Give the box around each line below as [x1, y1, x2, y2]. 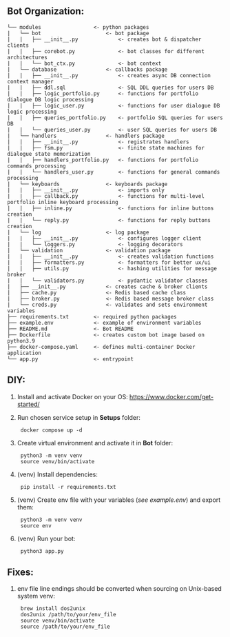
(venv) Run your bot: [17, 534, 76, 543]
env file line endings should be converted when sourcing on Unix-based [17, 585, 222, 593]
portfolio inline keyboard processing [7, 199, 118, 205]
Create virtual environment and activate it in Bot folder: [17, 438, 174, 447]
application [7, 350, 41, 356]
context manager [7, 78, 54, 85]
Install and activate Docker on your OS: [17, 392, 129, 401]
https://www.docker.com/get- [129, 392, 214, 401]
